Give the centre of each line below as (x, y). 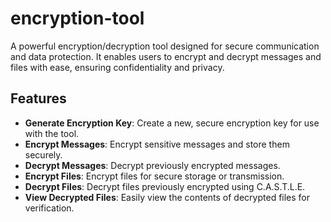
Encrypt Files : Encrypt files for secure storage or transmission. (154, 176)
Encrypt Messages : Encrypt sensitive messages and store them (157, 144)
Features (38, 98)
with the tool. (52, 133)
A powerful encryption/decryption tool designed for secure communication (165, 46)
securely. (43, 154)
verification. (49, 208)
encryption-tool (77, 18)
